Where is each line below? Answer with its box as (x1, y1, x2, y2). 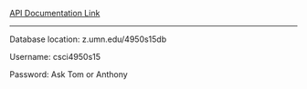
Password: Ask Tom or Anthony (9, 69, 128, 80)
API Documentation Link (9, 8, 101, 18)
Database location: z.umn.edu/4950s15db (9, 34, 167, 44)
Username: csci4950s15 (9, 52, 101, 62)
